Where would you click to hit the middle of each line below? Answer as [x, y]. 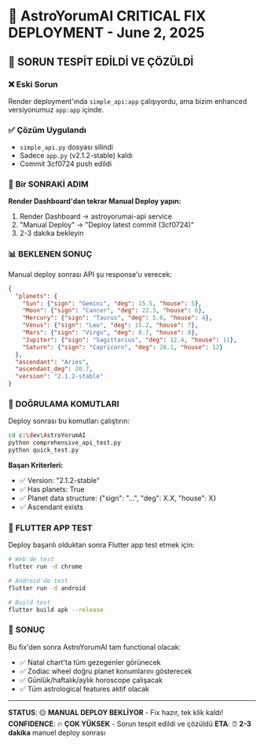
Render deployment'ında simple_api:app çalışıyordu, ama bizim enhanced [128, 101]
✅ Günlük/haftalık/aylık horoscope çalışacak [91, 680]
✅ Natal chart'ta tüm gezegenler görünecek [90, 662]
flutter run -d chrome [45, 567]
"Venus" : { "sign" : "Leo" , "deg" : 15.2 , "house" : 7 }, [110, 326]
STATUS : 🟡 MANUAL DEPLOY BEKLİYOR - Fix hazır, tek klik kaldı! [116, 712]
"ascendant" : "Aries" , [52, 362]
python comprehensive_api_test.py [65, 443]
